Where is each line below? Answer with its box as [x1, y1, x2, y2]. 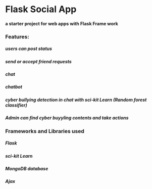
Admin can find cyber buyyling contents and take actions [5, 115, 129, 121]
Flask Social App [5, 4, 77, 15]
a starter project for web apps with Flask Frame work [5, 20, 119, 26]
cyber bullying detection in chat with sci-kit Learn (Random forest [5, 97, 147, 103]
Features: [5, 33, 29, 40]
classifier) [5, 102, 28, 108]
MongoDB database [5, 165, 48, 171]
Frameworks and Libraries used [5, 127, 84, 134]
